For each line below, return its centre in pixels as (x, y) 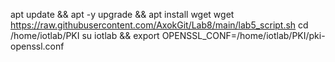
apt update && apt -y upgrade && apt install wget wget (122, 14)
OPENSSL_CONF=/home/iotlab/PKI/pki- (243, 35)
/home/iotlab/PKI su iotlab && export (85, 35)
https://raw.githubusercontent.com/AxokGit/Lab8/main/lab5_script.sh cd (159, 25)
